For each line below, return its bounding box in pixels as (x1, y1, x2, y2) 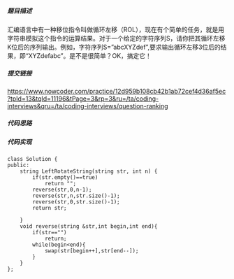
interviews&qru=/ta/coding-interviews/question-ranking (7, 101, 169, 110)
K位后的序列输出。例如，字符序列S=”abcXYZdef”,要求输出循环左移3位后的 (7, 43, 221, 51)
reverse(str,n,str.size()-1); (32, 192, 120, 199)
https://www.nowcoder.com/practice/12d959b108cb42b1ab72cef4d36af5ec (7, 87, 226, 95)
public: (7, 162, 30, 169)
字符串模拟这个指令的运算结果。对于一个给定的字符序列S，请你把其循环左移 (7, 34, 226, 42)
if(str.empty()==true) (32, 174, 98, 181)
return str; (32, 205, 68, 212)
